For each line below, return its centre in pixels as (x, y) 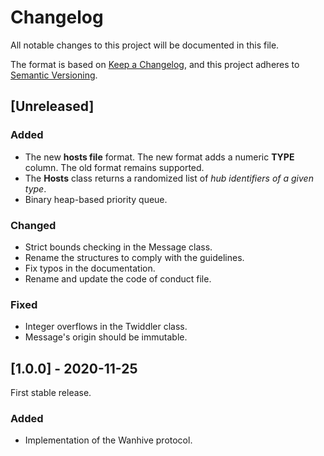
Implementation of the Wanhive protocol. (108, 440)
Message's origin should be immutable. (106, 337)
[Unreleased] (52, 106)
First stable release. (51, 393)
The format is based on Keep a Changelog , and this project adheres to (155, 64)
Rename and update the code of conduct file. (118, 278)
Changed (33, 225)
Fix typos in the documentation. (90, 268)
